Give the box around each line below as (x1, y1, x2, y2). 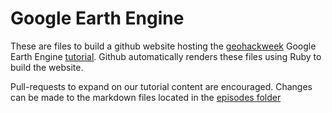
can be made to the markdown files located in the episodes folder (10, 91, 282, 103)
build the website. (10, 61, 84, 73)
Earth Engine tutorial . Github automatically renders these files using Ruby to (10, 50, 322, 62)
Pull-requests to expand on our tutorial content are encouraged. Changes (10, 80, 313, 92)
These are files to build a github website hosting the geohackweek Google (10, 40, 317, 52)
